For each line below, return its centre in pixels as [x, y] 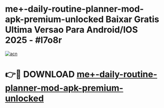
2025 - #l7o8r [34, 40]
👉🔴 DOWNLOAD [40, 75]
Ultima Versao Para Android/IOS [71, 30]
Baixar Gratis [132, 19]
